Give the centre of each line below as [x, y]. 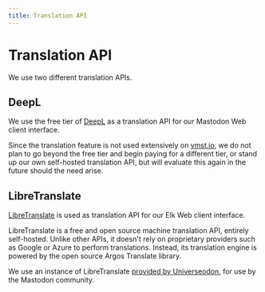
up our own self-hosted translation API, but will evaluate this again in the [127, 162]
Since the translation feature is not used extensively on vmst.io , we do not [130, 145]
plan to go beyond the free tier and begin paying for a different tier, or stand [133, 154]
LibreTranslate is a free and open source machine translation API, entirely [129, 231]
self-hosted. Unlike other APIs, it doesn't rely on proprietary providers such [132, 239]
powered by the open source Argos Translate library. [95, 256]
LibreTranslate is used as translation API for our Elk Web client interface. [127, 215]
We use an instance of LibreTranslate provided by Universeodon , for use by [132, 271]
